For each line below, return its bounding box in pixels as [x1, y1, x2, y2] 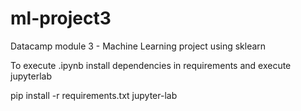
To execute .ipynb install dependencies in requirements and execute [10, 59, 292, 71]
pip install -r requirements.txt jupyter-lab [10, 89, 178, 101]
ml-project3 [10, 7, 112, 30]
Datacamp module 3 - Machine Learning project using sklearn [10, 40, 267, 52]
